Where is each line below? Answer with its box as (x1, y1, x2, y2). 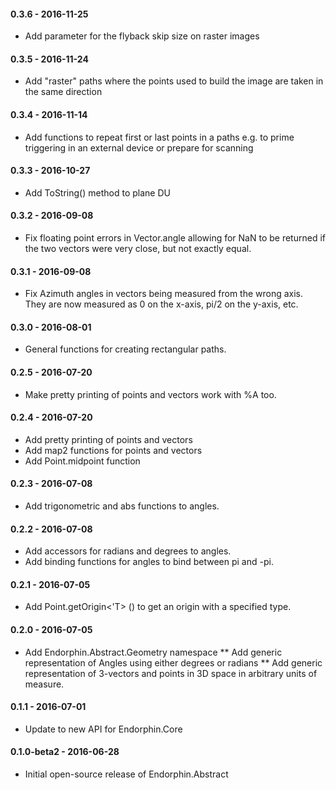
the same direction (24, 86, 103, 98)
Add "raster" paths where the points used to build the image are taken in (24, 75, 324, 87)
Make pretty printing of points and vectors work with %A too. (24, 388, 277, 400)
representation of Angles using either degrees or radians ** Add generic (24, 656, 323, 669)
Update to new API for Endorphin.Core (24, 723, 183, 735)
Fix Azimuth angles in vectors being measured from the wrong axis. (24, 288, 304, 300)
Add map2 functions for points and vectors (24, 444, 203, 456)
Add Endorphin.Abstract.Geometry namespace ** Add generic (24, 646, 283, 658)
